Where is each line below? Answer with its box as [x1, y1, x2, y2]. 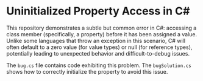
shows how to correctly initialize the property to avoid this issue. [6, 68, 168, 75]
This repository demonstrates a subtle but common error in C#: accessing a [6, 24, 197, 31]
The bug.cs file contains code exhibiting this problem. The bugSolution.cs [6, 62, 192, 69]
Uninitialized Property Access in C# [6, 4, 190, 18]
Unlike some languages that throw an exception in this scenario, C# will [6, 37, 186, 44]
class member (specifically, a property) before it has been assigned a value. [6, 30, 198, 37]
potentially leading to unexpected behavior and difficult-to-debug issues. [6, 50, 190, 57]
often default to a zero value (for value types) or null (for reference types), [6, 44, 193, 51]
